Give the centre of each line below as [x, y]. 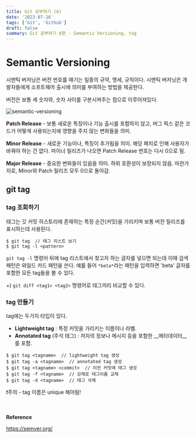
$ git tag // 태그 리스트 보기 [41, 241]
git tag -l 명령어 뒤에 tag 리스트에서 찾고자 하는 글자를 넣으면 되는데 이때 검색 [97, 258]
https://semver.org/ [29, 429]
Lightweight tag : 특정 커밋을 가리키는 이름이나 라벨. [75, 328]
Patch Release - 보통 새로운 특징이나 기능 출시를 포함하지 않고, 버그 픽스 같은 [95, 124]
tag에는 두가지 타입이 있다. [37, 316]
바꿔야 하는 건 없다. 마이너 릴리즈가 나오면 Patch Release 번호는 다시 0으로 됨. [96, 151]
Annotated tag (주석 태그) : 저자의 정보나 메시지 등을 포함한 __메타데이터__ [101, 336]
